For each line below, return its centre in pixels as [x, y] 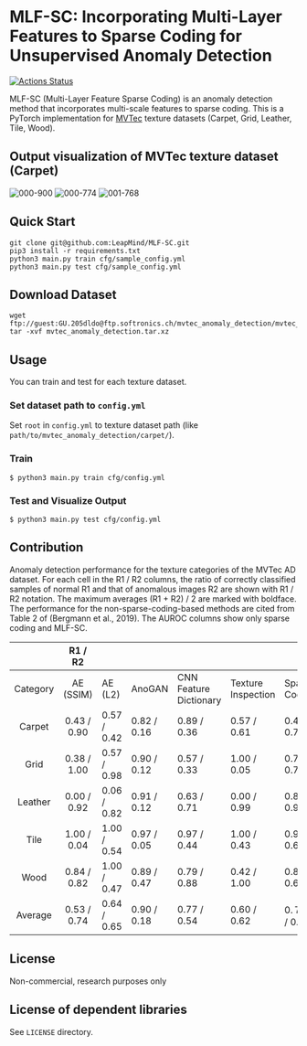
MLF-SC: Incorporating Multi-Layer [146, 17]
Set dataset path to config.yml [78, 406]
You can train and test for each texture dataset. [98, 382]
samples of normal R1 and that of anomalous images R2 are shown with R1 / [152, 589]
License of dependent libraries [98, 1010]
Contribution [47, 547]
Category [34, 688]
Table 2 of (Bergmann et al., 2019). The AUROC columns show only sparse [150, 618]
